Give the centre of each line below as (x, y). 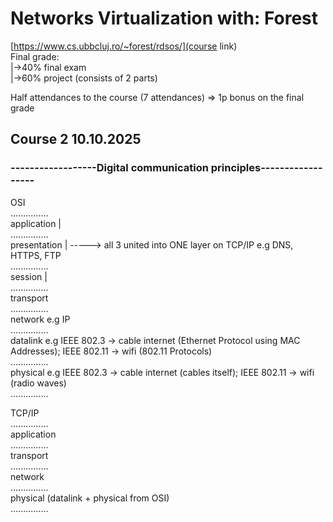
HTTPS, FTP (36, 255)
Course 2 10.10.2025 (76, 139)
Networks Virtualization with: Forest (164, 18)
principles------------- (266, 168)
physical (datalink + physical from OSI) (90, 498)
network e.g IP (40, 319)
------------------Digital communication (109, 168)
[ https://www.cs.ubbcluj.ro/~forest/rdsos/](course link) (124, 46)
